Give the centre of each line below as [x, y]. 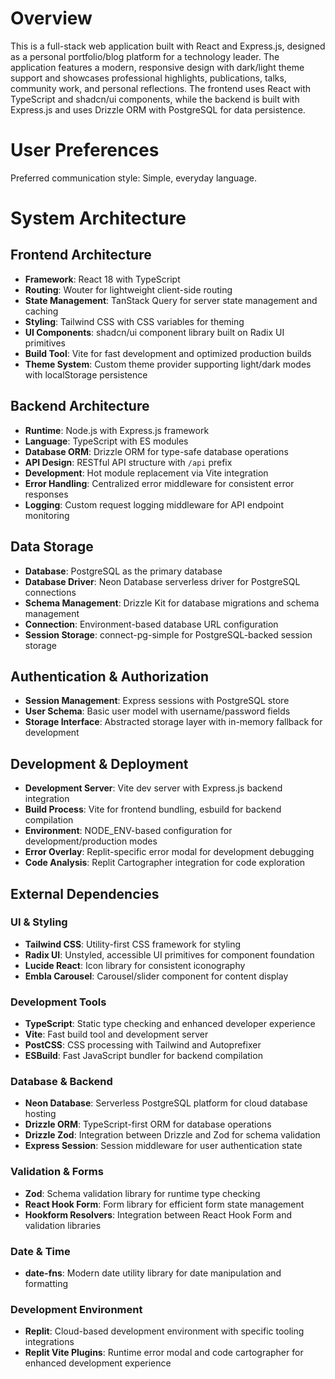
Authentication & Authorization [110, 676]
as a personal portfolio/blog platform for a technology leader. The [145, 56]
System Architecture [98, 218]
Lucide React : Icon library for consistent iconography [135, 965]
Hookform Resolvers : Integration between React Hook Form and [158, 1214]
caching [41, 311]
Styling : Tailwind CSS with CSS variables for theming [134, 321]
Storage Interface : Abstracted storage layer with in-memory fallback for [173, 722]
